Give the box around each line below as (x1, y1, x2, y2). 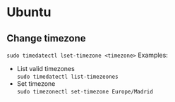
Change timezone (6, 32, 86, 44)
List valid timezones (16, 65, 75, 72)
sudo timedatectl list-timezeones (16, 73, 119, 80)
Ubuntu (6, 4, 52, 20)
